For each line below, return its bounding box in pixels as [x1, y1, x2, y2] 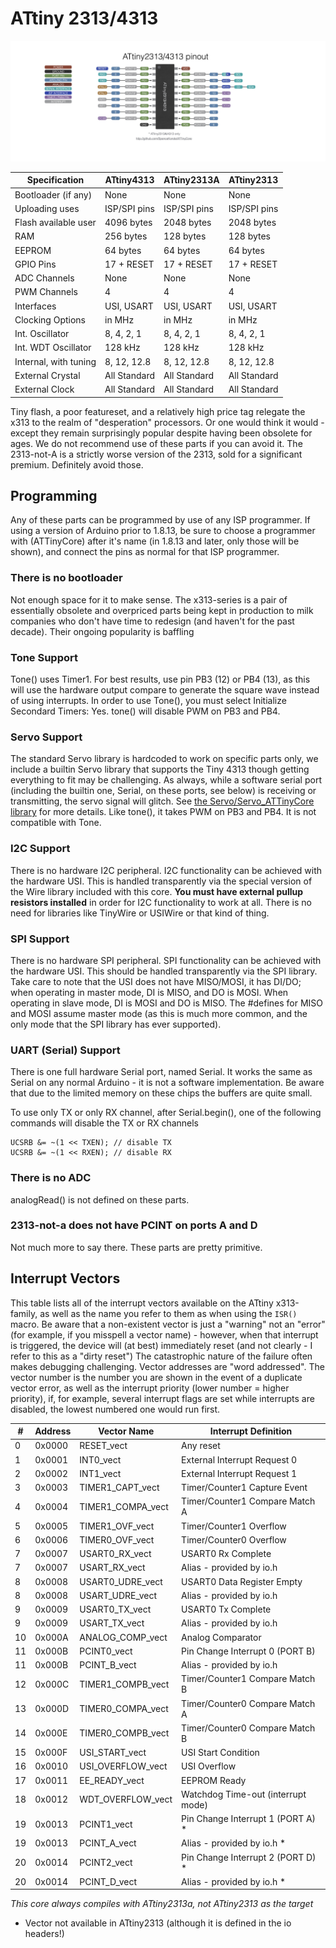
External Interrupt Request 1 [181, 1467, 298, 1479]
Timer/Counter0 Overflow [181, 1533, 287, 1546]
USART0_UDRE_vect [79, 1575, 163, 1587]
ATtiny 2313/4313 [10, 7, 159, 30]
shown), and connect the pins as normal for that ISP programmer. [10, 546, 280, 558]
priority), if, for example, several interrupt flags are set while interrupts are [10, 1392, 315, 1404]
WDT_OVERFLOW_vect [79, 1793, 173, 1806]
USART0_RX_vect [79, 1548, 152, 1560]
